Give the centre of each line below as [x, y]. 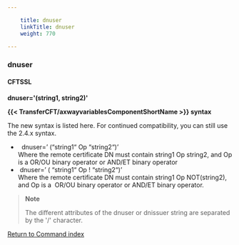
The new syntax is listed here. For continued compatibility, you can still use [118, 125]
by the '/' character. [54, 220]
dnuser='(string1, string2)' [48, 98]
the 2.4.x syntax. [32, 133]
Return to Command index [46, 234]
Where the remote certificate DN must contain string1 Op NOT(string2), [122, 177]
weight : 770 [38, 34]
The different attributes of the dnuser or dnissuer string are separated [127, 212]
